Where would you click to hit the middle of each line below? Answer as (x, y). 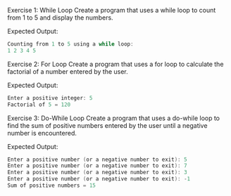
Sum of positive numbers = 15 (52, 185)
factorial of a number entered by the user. (68, 71)
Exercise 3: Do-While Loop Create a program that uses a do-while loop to (114, 118)
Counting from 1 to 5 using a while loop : (70, 44)
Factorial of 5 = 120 (39, 105)
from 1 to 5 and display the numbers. (61, 18)
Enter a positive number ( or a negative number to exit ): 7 (98, 166)
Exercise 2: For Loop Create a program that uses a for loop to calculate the (115, 64)
